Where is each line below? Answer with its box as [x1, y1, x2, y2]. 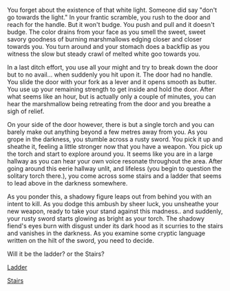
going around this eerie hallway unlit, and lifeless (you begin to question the [7, 165, 222, 172]
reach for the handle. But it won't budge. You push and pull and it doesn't [7, 21, 215, 28]
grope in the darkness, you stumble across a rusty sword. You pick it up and [7, 135, 223, 143]
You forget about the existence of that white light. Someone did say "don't [7, 6, 218, 14]
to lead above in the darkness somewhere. [7, 179, 128, 187]
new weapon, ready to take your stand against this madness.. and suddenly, [7, 207, 223, 215]
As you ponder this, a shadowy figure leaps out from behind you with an [7, 192, 212, 201]
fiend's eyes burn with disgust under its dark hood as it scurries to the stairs [7, 222, 224, 230]
